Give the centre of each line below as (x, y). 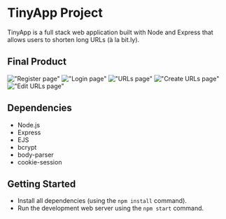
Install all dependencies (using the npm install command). (102, 201)
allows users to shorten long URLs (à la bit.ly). (73, 39)
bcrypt (27, 147)
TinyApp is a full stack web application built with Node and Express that (110, 32)
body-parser (35, 155)
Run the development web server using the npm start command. (111, 209)
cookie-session (40, 162)
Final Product (37, 62)
